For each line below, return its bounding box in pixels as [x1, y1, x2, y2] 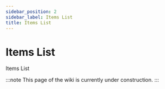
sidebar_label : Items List [5, 14, 73, 20]
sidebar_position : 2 [5, 8, 57, 15]
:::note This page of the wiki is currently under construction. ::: [5, 77, 160, 84]
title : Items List [5, 20, 51, 26]
